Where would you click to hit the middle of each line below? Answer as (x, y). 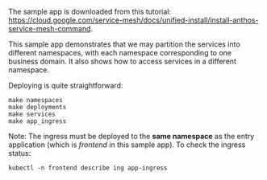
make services (32, 114)
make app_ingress (38, 121)
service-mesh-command (50, 29)
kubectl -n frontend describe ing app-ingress (88, 168)
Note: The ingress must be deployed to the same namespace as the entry (131, 136)
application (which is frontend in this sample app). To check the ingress (127, 145)
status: (20, 153)
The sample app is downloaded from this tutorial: (90, 12)
